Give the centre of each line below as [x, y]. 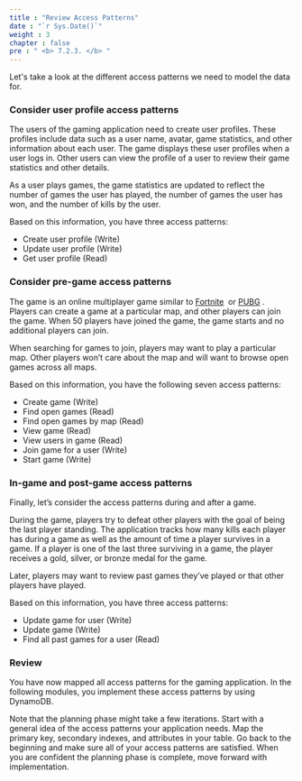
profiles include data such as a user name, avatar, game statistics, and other [151, 139]
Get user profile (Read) [65, 259]
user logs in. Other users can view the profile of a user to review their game [150, 158]
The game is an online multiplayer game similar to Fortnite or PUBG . [137, 301]
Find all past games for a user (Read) [91, 639]
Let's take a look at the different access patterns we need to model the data [150, 77]
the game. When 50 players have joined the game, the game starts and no [147, 320]
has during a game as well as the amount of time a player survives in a [140, 539]
